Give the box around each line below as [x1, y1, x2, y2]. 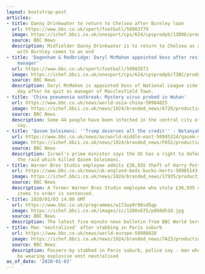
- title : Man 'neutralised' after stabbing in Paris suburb [6, 225, 163, 231]
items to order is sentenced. [17, 190, 95, 196]
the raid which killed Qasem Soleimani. [17, 156, 121, 162]
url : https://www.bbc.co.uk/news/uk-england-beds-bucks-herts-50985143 [12, 168, 198, 174]
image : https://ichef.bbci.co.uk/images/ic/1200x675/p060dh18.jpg [12, 207, 184, 214]
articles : [6, 15, 32, 21]
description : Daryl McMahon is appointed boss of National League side [12, 83, 198, 89]
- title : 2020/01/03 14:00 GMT [6, 196, 86, 202]
